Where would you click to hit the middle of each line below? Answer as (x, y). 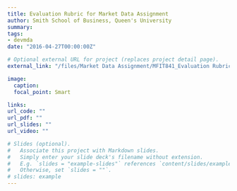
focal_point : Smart (42, 92)
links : (17, 105)
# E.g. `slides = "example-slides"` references (82, 163)
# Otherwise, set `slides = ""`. (60, 170)
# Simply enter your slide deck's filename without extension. (105, 157)
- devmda (20, 40)
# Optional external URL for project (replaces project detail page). (113, 60)
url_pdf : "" (25, 118)
